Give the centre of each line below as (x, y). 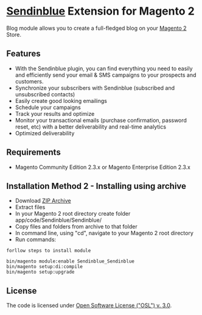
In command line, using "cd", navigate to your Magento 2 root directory (104, 233)
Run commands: (36, 239)
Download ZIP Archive (43, 201)
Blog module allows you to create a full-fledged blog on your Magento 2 (96, 28)
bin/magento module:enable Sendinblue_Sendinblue (71, 261)
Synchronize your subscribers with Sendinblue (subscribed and (95, 88)
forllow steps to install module (49, 251)
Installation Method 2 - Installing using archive (96, 186)
